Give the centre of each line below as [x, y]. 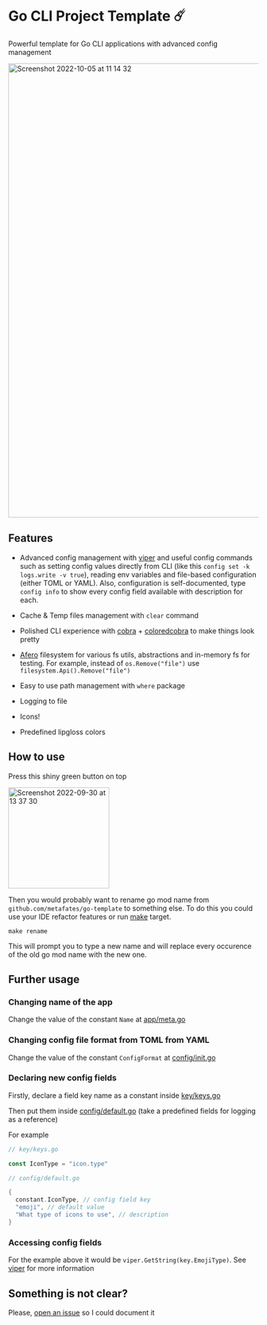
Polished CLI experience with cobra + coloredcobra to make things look [137, 630]
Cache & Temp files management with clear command [109, 615]
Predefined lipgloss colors [62, 731]
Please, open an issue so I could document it [81, 1312]
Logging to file [43, 701]
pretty [29, 639]
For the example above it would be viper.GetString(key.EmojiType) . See [127, 1260]
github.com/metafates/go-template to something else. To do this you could [130, 908]
